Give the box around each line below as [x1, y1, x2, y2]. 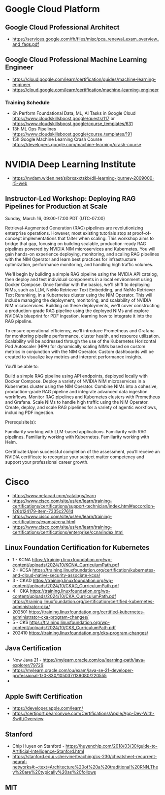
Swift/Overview [12, 716, 44, 722]
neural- [12, 759, 28, 765]
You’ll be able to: [5, 363, 39, 369]
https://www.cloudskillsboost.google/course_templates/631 [12, 121, 133, 127]
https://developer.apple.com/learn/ [12, 705, 84, 711]
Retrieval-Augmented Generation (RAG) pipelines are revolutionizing [5, 225, 143, 231]
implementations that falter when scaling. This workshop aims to [23, 235, 154, 241]
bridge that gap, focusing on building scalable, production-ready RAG [5, 240, 146, 247]
